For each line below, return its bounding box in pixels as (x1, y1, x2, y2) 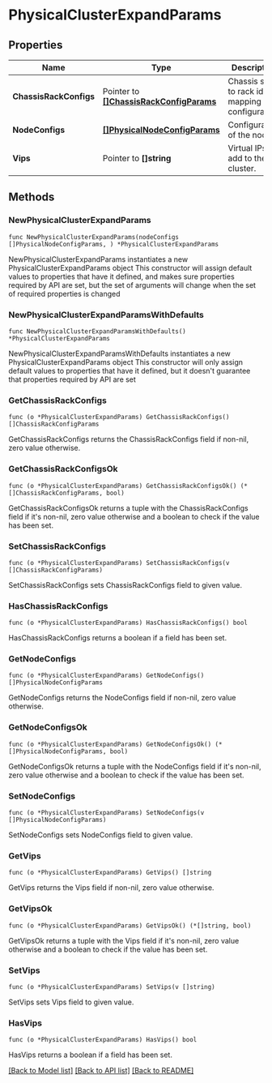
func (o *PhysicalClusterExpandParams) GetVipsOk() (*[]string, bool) (8, 922, 252, 930)
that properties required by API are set (8, 375, 136, 384)
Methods (8, 190, 55, 204)
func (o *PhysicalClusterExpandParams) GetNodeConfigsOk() (8, 740, 212, 748)
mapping (227, 96, 261, 107)
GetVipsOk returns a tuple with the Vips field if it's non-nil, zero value (8, 935, 240, 945)
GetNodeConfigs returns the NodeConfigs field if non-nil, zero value (8, 693, 236, 703)
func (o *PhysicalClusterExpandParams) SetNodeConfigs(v (8, 809, 205, 817)
